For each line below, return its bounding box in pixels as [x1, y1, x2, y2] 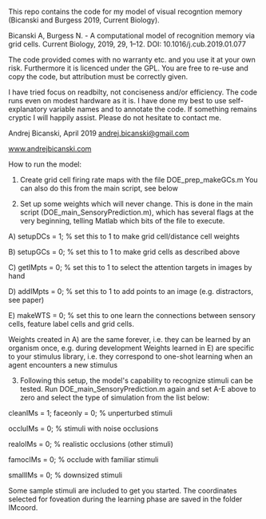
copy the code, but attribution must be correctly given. [8, 72, 189, 81]
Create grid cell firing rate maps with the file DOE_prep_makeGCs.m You [19, 175, 258, 184]
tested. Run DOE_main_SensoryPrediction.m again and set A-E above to [19, 384, 256, 393]
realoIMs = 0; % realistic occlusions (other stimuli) [8, 440, 174, 449]
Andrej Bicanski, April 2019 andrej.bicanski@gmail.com [8, 128, 190, 138]
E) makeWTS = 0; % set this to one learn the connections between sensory [8, 311, 256, 320]
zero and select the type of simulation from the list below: [19, 392, 210, 402]
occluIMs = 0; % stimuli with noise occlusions [8, 424, 159, 433]
